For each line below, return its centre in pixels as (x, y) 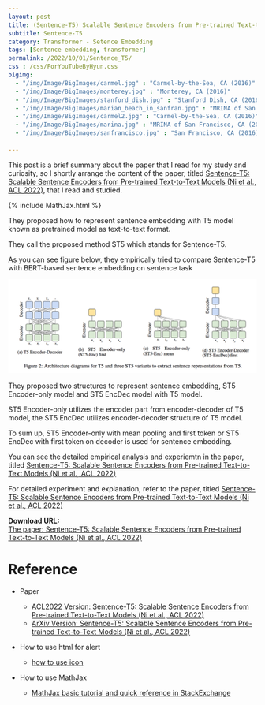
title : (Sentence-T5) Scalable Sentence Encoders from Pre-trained (121, 25)
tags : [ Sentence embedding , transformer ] (77, 50)
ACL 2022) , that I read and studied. (65, 190)
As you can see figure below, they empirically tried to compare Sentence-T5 (132, 259)
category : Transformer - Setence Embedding (81, 42)
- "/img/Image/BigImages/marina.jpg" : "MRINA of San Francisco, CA (130, 125)
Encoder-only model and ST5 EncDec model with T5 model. (105, 394)
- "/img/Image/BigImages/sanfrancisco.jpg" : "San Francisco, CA (125, 133)
